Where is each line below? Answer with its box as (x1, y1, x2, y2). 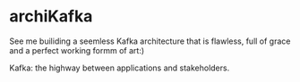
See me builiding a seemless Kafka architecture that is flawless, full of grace (9, 36, 291, 46)
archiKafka (9, 6, 93, 27)
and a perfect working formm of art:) (9, 45, 145, 55)
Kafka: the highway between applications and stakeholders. (9, 62, 230, 73)
